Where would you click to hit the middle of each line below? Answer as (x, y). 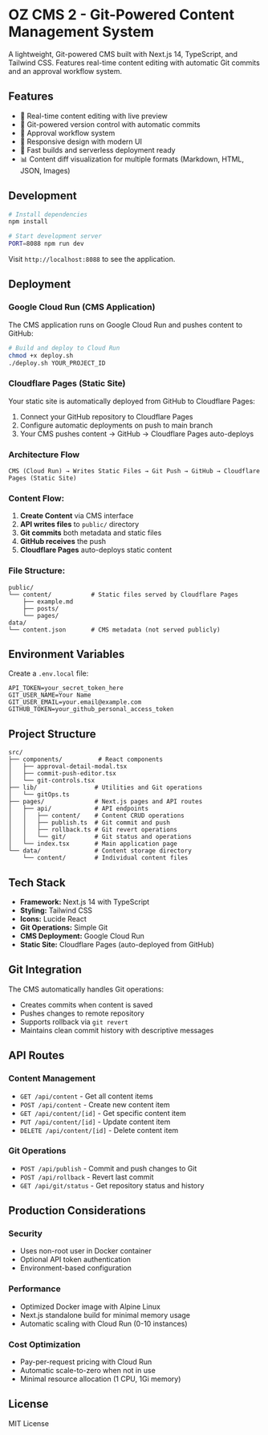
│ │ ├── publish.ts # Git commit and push (89, 823)
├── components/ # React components (85, 760)
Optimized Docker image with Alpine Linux (90, 1306)
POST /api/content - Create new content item (95, 1104)
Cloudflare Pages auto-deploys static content (96, 550)
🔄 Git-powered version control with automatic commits (110, 124)
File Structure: (37, 570)
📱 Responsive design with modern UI (81, 141)
